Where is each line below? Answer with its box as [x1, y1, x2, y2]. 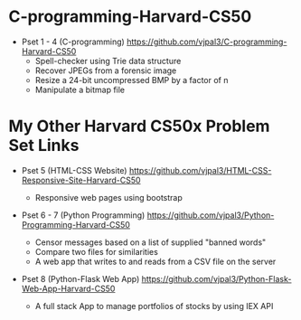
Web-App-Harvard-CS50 [21, 283, 116, 294]
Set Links [8, 136, 80, 155]
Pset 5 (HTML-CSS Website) [21, 165, 127, 175]
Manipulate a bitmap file [34, 84, 126, 95]
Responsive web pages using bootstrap [34, 192, 183, 202]
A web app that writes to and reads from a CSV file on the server [34, 256, 277, 267]
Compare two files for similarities [34, 246, 159, 257]
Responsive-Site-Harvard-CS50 [21, 174, 141, 185]
